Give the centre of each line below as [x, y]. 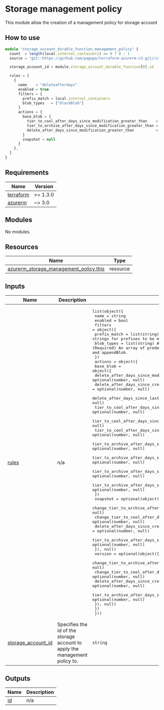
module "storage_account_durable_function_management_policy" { [72, 49]
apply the [68, 649]
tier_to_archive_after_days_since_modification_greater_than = [92, 125]
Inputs [15, 286]
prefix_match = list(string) [127, 335]
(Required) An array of [118, 348]
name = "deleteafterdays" [48, 85]
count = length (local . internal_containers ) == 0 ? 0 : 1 [70, 54]
